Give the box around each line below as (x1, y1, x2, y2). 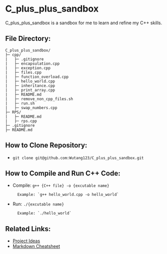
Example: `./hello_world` (17, 211, 72, 216)
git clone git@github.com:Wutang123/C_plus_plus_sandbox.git (12, 155, 144, 161)
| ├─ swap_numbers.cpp (5, 105, 58, 110)
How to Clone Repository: (5, 141, 87, 149)
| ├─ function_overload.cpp (5, 74, 69, 79)
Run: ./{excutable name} (12, 201, 65, 207)
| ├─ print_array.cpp (5, 87, 55, 92)
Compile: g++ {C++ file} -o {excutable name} (12, 182, 109, 188)
